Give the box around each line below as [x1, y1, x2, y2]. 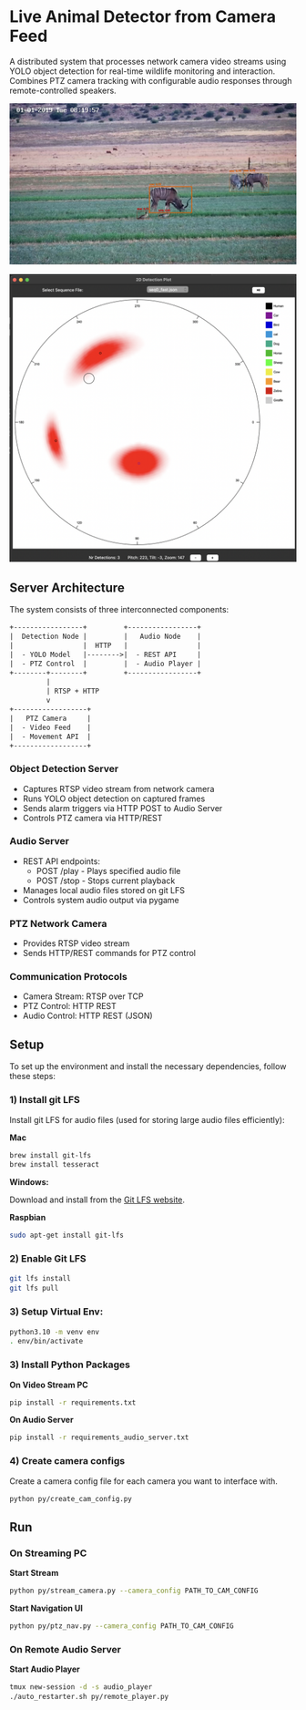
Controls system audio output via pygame [22, 894, 179, 905]
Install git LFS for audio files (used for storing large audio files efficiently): [9, 1114, 285, 1125]
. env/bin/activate [9, 1337, 84, 1346]
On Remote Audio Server [9, 1643, 121, 1655]
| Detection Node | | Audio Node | [9, 632, 202, 642]
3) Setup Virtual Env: [9, 1305, 104, 1318]
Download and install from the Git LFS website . [9, 1194, 185, 1205]
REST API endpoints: [22, 855, 100, 867]
